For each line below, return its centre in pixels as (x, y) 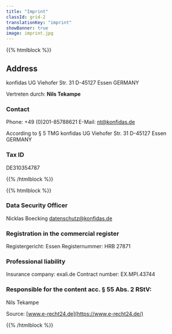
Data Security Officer (37, 205)
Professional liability (36, 262)
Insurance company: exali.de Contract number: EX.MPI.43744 (81, 274)
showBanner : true (27, 28)
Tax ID (15, 155)
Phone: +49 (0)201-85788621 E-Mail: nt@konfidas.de (71, 122)
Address (22, 68)
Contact (18, 109)
